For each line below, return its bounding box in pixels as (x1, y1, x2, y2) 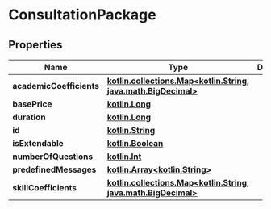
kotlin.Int (106, 151, 142, 162)
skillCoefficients (12, 182, 77, 193)
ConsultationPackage (8, 6, 156, 24)
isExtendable (12, 138, 65, 148)
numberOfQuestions (12, 151, 94, 162)
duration (12, 111, 46, 123)
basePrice (12, 98, 52, 110)
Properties (8, 38, 63, 52)
